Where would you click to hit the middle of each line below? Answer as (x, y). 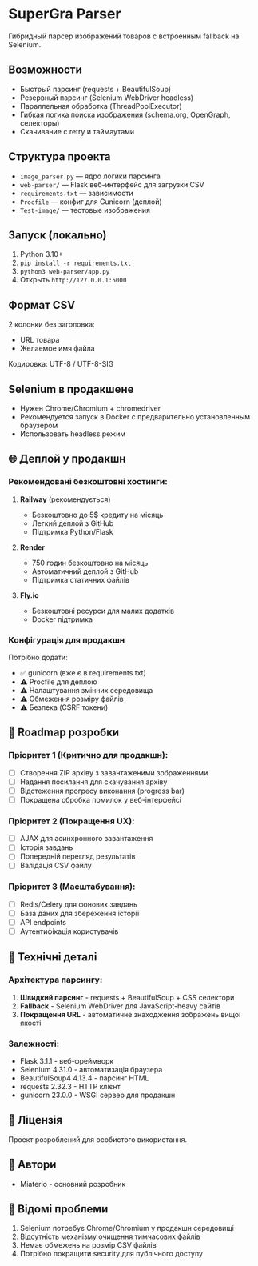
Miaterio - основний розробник (73, 1184)
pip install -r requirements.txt (75, 264)
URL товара (40, 340)
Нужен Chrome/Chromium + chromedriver (90, 408)
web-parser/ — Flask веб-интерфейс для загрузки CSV (112, 184)
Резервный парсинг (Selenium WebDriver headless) (107, 98)
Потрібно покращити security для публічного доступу (111, 1254)
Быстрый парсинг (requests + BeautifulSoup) (95, 89)
